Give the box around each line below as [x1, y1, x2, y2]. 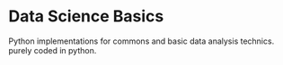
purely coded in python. [8, 45, 97, 55]
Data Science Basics [8, 6, 164, 27]
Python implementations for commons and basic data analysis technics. [8, 36, 275, 46]
